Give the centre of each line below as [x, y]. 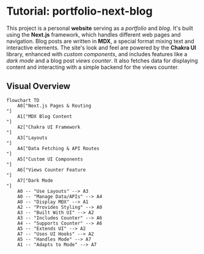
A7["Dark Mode [35, 180]
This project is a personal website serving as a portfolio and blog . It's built [100, 28]
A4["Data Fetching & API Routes [58, 148]
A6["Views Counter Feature [52, 170]
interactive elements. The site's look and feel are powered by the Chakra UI [101, 48]
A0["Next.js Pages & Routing [54, 106]
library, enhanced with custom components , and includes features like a [97, 54]
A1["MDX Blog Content [45, 116]
